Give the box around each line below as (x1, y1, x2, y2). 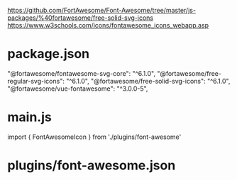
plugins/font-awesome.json (7, 157, 176, 174)
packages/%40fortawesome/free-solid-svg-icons (7, 13, 154, 22)
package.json (7, 46, 90, 62)
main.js (7, 109, 52, 125)
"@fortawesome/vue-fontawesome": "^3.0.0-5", (7, 84, 148, 93)
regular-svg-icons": (7, 77, 65, 85)
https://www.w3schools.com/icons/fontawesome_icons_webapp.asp (7, 21, 209, 29)
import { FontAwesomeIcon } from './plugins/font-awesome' (7, 133, 182, 141)
